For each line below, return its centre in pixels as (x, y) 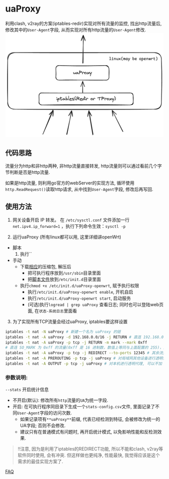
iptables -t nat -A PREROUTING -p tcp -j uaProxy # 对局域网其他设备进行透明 (84, 358)
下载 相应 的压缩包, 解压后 (46, 266)
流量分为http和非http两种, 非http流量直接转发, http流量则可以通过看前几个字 (83, 166)
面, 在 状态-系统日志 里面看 (52, 311)
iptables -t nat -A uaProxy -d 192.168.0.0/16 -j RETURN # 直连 (73, 337)
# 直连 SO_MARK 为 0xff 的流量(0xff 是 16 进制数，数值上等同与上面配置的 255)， (84, 348)
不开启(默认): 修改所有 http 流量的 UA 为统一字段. (60, 400)
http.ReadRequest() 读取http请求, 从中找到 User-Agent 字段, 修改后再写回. (79, 189)
